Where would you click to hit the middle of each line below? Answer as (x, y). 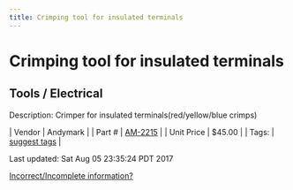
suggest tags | (35, 141)
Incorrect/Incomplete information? (71, 175)
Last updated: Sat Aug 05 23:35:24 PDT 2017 (91, 158)
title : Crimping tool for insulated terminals (96, 17)
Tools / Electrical (56, 94)
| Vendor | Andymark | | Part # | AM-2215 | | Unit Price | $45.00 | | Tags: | (142, 132)
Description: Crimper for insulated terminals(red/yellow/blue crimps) (133, 115)
